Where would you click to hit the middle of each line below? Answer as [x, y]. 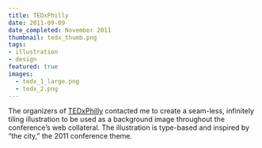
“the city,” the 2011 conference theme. [70, 136]
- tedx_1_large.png [47, 81]
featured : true [33, 67]
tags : [17, 45]
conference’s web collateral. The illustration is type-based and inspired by [129, 128]
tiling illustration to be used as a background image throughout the [117, 120]
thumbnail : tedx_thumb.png [53, 37]
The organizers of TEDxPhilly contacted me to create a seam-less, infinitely [131, 111]
